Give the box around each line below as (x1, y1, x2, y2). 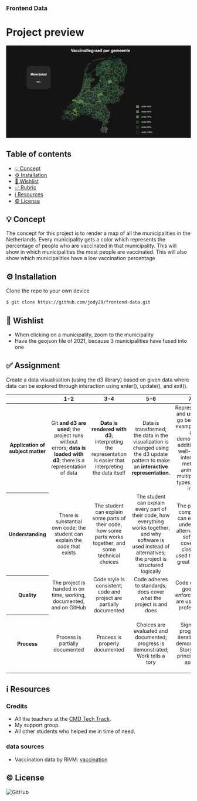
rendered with (91, 426, 127, 433)
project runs (54, 432, 84, 439)
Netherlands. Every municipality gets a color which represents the (6, 236, 166, 243)
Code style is (93, 576, 125, 583)
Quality (18, 592, 37, 599)
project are (96, 595, 123, 602)
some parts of (92, 514, 126, 522)
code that (57, 543, 80, 550)
